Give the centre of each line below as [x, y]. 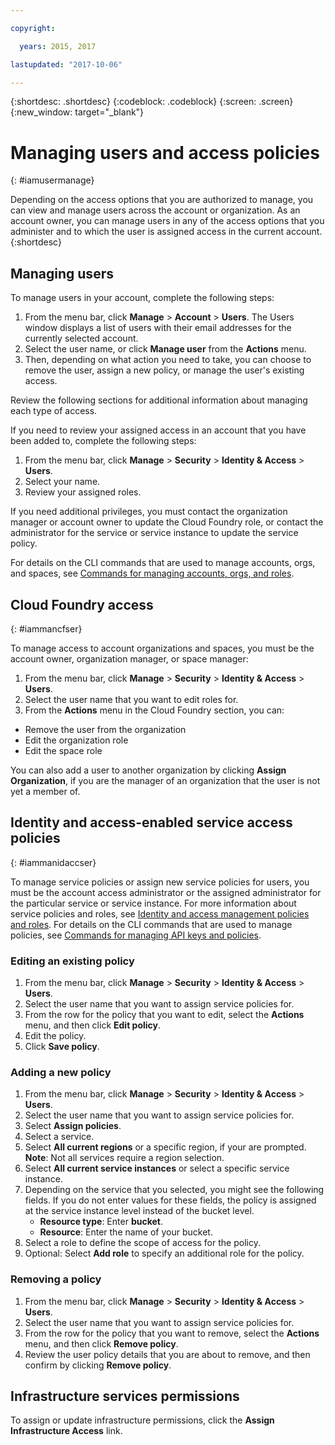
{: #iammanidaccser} [53, 862]
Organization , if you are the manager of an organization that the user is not [165, 780]
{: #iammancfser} [46, 628]
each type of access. [54, 411]
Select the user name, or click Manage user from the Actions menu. [165, 349]
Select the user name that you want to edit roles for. [131, 699]
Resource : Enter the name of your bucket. [126, 1232]
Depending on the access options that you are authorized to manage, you [162, 200]
